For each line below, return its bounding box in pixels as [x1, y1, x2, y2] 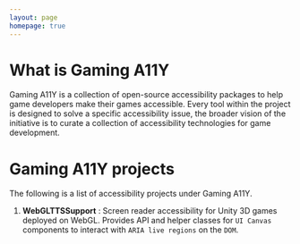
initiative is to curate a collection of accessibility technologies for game [9, 118, 271, 129]
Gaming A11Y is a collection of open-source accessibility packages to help [9, 89, 284, 100]
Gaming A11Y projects [9, 158, 175, 179]
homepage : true [9, 21, 66, 30]
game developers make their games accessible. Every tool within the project [9, 99, 291, 110]
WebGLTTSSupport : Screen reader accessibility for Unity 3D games [21, 206, 278, 216]
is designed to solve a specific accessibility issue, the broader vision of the [9, 108, 287, 119]
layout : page [9, 13, 58, 22]
